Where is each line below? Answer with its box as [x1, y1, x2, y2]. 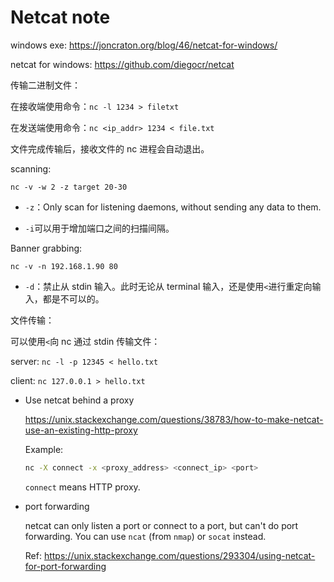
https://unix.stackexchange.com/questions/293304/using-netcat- [43, 549, 316, 561]
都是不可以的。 [42, 292, 105, 305]
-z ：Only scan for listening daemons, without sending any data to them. [24, 201, 322, 213]
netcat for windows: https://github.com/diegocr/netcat [10, 58, 235, 70]
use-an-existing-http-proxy [24, 424, 138, 436]
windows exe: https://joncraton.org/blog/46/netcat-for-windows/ [10, 39, 278, 51]
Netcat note [10, 6, 111, 29]
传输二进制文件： [10, 79, 81, 91]
